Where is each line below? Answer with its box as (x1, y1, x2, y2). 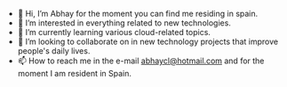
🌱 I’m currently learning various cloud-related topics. (17, 27, 211, 37)
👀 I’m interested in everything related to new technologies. (17, 18, 231, 28)
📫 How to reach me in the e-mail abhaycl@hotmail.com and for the (17, 55, 265, 66)
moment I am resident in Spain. (17, 69, 132, 78)
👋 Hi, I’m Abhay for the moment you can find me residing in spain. (17, 9, 259, 18)
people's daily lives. (17, 46, 91, 56)
